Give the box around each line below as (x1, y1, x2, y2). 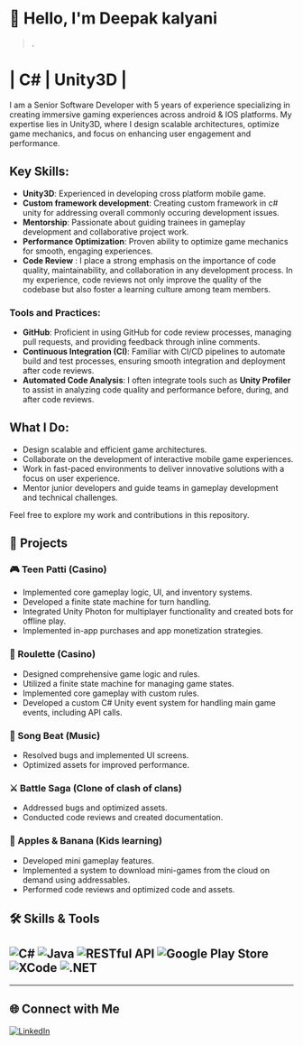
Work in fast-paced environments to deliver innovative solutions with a (22, 463, 285, 474)
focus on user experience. (22, 473, 120, 484)
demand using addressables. (22, 874, 131, 885)
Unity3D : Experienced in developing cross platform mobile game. (22, 188, 266, 199)
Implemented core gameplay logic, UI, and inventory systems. (22, 587, 252, 598)
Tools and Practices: (9, 306, 101, 319)
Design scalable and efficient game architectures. (22, 444, 207, 455)
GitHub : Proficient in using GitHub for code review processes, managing (22, 327, 292, 338)
